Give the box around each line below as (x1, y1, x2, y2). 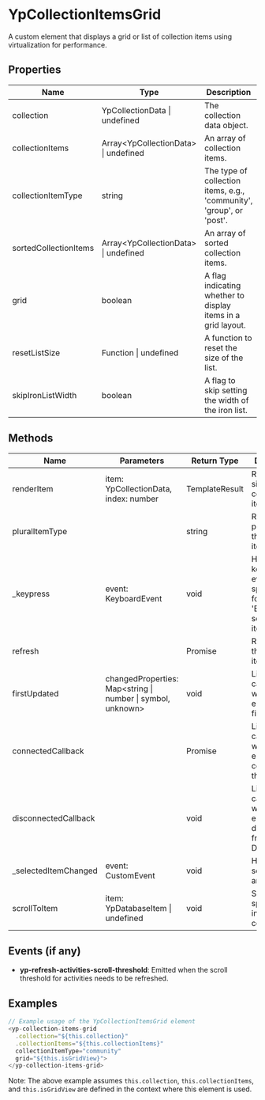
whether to (203, 290, 244, 301)
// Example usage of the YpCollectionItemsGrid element (8, 1018, 196, 1026)
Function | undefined (101, 347, 179, 358)
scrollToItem (12, 902, 58, 913)
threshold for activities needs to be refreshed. (19, 973, 169, 983)
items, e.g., (203, 184, 245, 195)
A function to (203, 332, 252, 343)
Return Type (191, 455, 239, 466)
